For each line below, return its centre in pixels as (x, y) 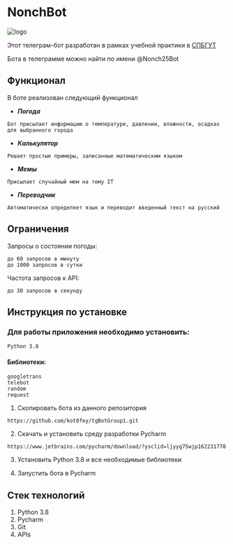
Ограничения (38, 229)
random (17, 389)
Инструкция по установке (67, 312)
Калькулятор (38, 143)
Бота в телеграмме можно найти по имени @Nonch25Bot (93, 58)
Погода (29, 111)
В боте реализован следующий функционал (73, 97)
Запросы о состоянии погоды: (52, 246)
